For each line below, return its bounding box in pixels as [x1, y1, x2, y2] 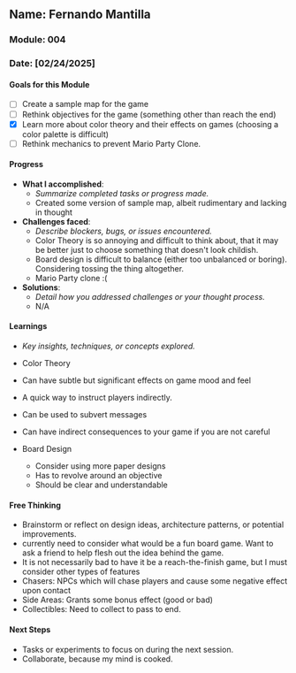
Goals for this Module [9, 79, 90, 89]
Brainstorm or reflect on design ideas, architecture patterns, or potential [21, 519, 285, 530]
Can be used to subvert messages [21, 409, 148, 420]
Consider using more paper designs [34, 461, 166, 471]
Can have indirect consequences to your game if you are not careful [21, 426, 271, 437]
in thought [34, 207, 73, 218]
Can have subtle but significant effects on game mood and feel [21, 375, 252, 386]
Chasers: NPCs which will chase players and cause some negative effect [21, 576, 288, 586]
